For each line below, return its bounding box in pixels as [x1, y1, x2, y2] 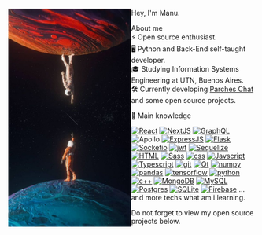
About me [131, 24, 163, 32]
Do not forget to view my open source [131, 208, 254, 217]
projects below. [131, 217, 181, 226]
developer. [131, 56, 166, 64]
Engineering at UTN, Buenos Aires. [131, 75, 244, 85]
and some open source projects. [131, 96, 236, 105]
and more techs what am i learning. [131, 193, 245, 202]
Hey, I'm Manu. [131, 9, 180, 17]
